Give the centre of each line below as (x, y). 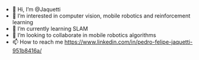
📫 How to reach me (37, 42)
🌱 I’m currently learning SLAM (50, 28)
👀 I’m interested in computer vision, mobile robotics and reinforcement (101, 16)
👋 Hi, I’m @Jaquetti (36, 9)
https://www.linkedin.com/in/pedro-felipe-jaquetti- (128, 42)
